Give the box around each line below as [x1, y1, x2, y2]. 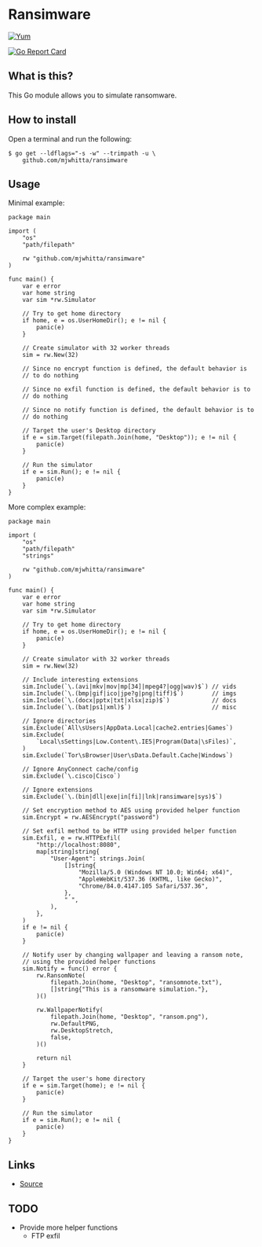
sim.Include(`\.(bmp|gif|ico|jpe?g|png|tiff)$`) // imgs [22, 690, 237, 697]
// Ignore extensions [22, 786, 93, 794]
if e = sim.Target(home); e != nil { [22, 1082, 146, 1090]
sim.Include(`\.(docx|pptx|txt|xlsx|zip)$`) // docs [22, 697, 237, 704]
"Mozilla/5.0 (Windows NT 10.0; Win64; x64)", [78, 869, 234, 877]
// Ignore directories [22, 717, 96, 725]
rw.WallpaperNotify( [36, 1006, 104, 1014]
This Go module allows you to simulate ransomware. [8, 90, 177, 100]
